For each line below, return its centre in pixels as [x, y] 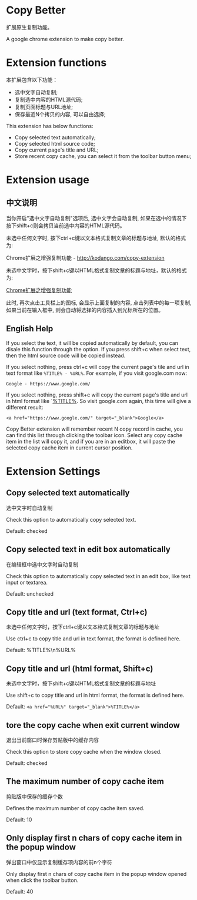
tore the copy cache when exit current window [93, 725]
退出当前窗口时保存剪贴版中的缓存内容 [52, 740]
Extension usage [48, 180]
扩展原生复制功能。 [29, 27]
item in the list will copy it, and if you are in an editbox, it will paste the [91, 441]
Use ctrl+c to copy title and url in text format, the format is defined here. [94, 639]
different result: [25, 407]
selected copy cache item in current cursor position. [69, 448]
